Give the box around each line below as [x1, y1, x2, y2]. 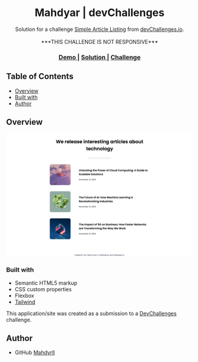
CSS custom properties [14, 285, 72, 292]
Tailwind [14, 298, 36, 306]
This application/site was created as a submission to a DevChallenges [6, 310, 177, 317]
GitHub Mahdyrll [14, 349, 55, 356]
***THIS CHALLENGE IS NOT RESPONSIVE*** [41, 38, 158, 45]
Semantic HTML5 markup [14, 279, 78, 287]
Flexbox [14, 292, 34, 299]
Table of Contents [6, 71, 74, 81]
